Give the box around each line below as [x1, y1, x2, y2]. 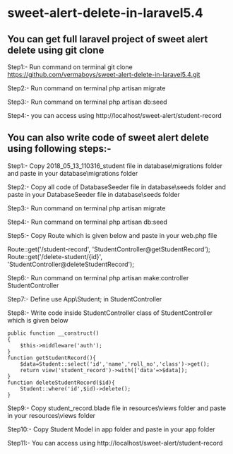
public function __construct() [7, 330, 100, 337]
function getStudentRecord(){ [7, 354, 97, 362]
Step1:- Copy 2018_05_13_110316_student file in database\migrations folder [7, 161, 222, 170]
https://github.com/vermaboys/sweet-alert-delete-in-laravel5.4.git [7, 71, 201, 78]
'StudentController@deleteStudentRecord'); [7, 260, 135, 268]
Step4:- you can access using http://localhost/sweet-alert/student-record [7, 112, 222, 119]
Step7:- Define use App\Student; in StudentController [7, 294, 162, 303]
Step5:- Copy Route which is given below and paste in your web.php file [7, 231, 217, 239]
